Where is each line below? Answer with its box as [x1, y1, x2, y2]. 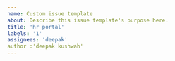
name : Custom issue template [7, 10, 93, 18]
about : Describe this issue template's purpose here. [7, 17, 169, 24]
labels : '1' [7, 29, 42, 37]
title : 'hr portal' [7, 23, 65, 30]
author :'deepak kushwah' [7, 43, 83, 50]
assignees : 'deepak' [7, 36, 68, 43]
